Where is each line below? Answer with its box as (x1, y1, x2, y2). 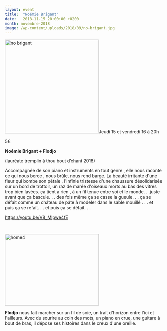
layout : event (5, 7, 35, 12)
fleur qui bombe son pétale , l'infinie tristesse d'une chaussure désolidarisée (5, 178, 163, 184)
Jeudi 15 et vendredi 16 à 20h (99, 129, 159, 135)
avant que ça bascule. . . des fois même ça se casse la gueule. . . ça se (5, 194, 151, 200)
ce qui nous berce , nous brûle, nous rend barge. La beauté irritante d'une (5, 173, 157, 179)
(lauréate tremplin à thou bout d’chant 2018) (5, 158, 96, 164)
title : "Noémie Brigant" (5, 12, 59, 17)
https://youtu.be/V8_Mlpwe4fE (5, 214, 69, 220)
